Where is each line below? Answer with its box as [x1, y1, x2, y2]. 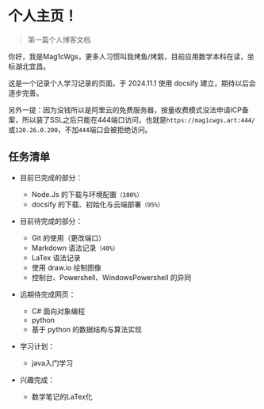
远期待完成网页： [19, 290, 76, 299]
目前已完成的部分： [19, 172, 83, 182]
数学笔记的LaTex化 [31, 392, 93, 401]
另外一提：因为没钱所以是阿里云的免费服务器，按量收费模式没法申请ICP [8, 104, 242, 115]
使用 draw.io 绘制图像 [31, 263, 101, 272]
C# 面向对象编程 [31, 306, 86, 316]
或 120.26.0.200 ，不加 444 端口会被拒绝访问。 [8, 124, 152, 134]
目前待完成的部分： [19, 216, 83, 225]
